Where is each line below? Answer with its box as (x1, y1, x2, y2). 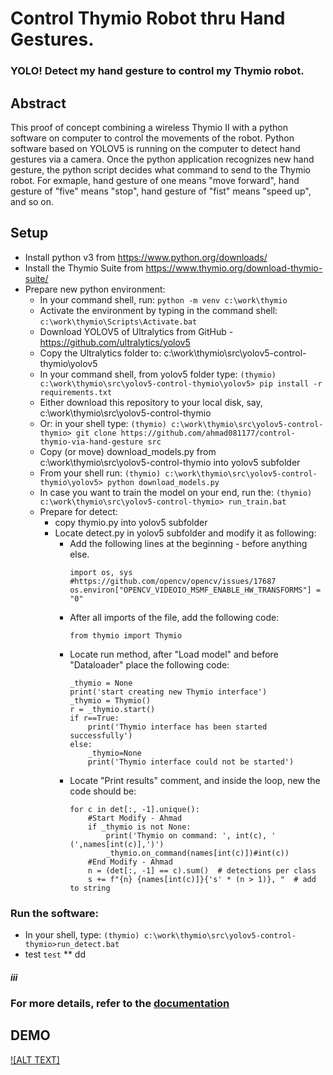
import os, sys (69, 567, 133, 577)
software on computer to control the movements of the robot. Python (10, 132, 295, 144)
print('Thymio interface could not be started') (87, 757, 295, 767)
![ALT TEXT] (10, 1053, 60, 1066)
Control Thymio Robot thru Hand (10, 7, 286, 30)
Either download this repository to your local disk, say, (39, 396, 263, 408)
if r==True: (69, 713, 120, 723)
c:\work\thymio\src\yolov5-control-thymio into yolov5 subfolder (39, 456, 301, 468)
